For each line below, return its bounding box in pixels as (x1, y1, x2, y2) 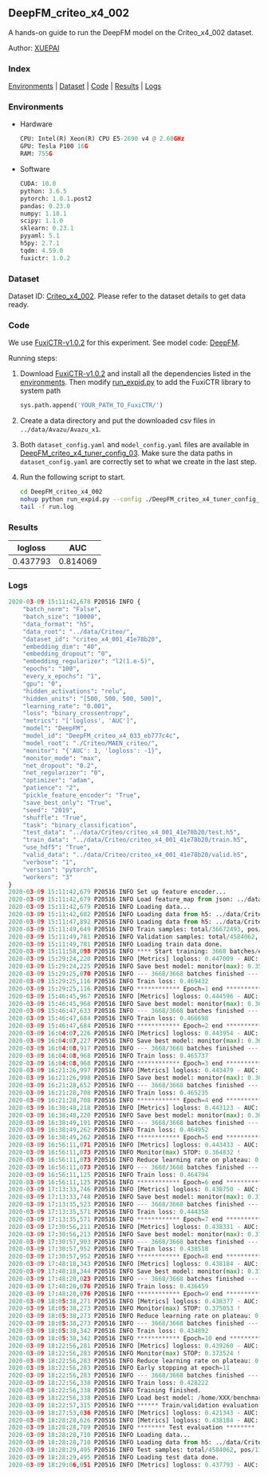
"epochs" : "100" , (22, 665, 81, 673)
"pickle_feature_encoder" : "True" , (22, 791, 141, 799)
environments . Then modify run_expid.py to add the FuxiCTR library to (19, 378, 251, 387)
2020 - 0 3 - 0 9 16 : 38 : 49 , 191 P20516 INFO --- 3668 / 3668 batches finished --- (8, 1119, 259, 1127)
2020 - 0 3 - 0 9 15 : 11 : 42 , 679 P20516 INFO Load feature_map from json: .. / (8, 895, 248, 903)
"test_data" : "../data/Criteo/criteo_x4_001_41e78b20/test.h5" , (22, 828, 241, 837)
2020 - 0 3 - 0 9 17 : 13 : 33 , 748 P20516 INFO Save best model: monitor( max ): (8, 1193, 245, 1201)
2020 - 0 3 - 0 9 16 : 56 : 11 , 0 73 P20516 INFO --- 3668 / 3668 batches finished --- (8, 1163, 259, 1171)
